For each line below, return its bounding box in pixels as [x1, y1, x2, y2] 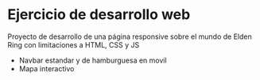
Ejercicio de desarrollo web [7, 6, 191, 24]
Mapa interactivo [18, 63, 75, 73]
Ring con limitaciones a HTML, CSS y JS [7, 40, 140, 49]
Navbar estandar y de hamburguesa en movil [18, 55, 168, 65]
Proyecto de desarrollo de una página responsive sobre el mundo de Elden [7, 32, 252, 41]
